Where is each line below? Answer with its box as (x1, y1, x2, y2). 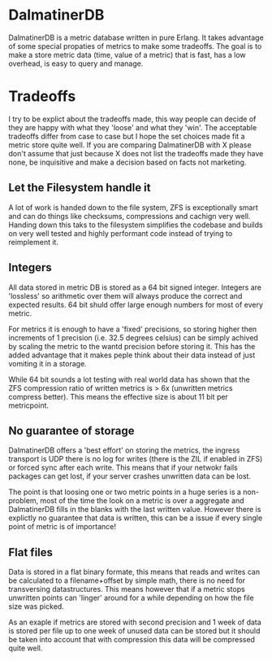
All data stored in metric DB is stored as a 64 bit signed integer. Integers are (8, 282, 262, 292)
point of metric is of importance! (8, 522, 116, 532)
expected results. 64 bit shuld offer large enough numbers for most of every (8, 300, 264, 309)
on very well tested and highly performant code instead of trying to (8, 228, 233, 238)
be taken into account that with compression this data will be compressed (8, 635, 256, 645)
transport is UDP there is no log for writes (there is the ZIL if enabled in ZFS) (8, 454, 263, 464)
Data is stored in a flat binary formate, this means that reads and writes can (8, 567, 261, 577)
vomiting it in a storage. (8, 358, 87, 368)
